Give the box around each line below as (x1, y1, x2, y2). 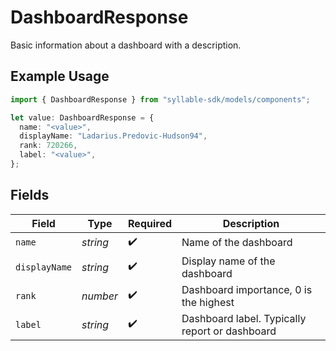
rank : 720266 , (19, 141, 78, 151)
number (81, 289, 119, 303)
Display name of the (181, 254, 276, 268)
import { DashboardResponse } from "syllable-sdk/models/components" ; (10, 94, 311, 105)
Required (128, 216, 172, 230)
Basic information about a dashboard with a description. (10, 39, 242, 51)
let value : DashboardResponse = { (10, 112, 155, 123)
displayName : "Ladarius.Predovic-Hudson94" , (19, 131, 208, 141)
